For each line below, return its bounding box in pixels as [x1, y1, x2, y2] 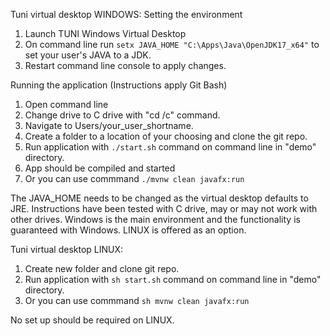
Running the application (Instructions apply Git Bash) [10, 79, 228, 91]
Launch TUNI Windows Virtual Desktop [24, 28, 187, 39]
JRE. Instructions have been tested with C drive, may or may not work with [10, 203, 318, 214]
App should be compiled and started [24, 162, 176, 174]
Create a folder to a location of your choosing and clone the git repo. [24, 130, 308, 142]
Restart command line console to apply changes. [24, 60, 227, 71]
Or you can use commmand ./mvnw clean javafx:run [24, 173, 245, 184]
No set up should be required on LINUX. [10, 314, 175, 326]
